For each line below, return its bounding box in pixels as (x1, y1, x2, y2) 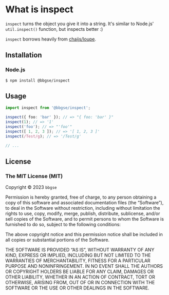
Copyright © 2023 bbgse (5, 184, 57, 190)
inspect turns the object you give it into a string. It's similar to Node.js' (5, 21, 154, 27)
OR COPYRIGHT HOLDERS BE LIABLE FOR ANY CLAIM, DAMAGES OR (5, 268, 154, 275)
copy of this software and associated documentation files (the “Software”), (5, 200, 164, 206)
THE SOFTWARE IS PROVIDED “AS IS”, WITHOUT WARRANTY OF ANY (5, 247, 155, 253)
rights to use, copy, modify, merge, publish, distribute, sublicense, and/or (5, 210, 160, 217)
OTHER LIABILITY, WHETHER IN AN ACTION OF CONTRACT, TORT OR (5, 274, 155, 280)
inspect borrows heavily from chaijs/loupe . (5, 36, 97, 42)
